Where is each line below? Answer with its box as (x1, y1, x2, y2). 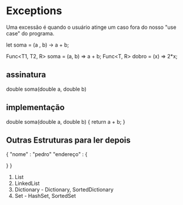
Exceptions (6, 4, 62, 18)
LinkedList (14, 180, 40, 187)
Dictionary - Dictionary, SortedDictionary (14, 186, 114, 193)
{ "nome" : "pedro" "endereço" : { (6, 151, 88, 158)
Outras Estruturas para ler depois (6, 135, 131, 145)
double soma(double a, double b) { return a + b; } (6, 118, 125, 125)
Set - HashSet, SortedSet (14, 193, 76, 200)
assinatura (6, 70, 46, 80)
